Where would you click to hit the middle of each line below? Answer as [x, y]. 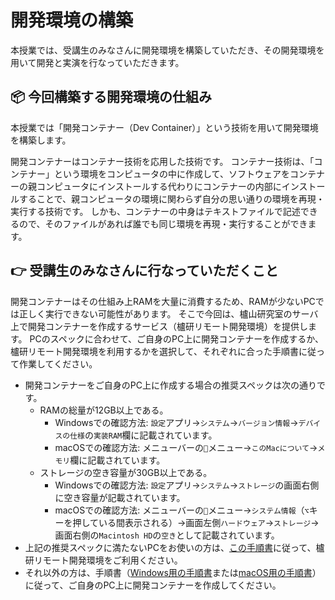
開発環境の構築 [72, 20]
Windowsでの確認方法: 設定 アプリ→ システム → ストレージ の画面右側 [187, 485]
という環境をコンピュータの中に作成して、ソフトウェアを [171, 173]
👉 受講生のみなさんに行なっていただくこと [144, 271]
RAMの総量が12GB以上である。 [104, 410]
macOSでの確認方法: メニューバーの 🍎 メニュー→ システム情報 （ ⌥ [182, 510]
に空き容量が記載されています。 [120, 497]
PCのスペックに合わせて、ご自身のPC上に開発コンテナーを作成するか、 [176, 338]
